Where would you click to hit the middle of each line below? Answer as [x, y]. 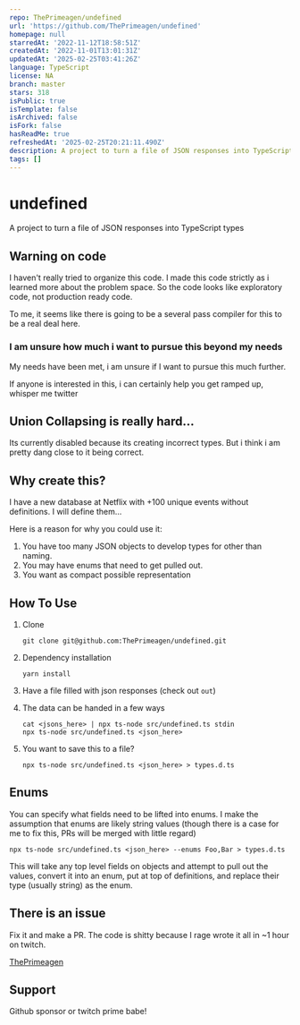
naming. [37, 556]
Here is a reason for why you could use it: [86, 529]
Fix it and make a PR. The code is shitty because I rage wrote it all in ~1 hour [150, 935]
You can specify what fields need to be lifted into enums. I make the [134, 814]
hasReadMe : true [39, 134]
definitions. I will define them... [66, 512]
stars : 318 [29, 92]
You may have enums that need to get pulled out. [112, 566]
